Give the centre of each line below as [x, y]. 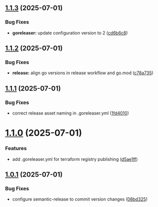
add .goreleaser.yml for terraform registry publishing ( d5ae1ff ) [75, 159]
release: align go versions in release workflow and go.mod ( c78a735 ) [83, 73]
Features [16, 148]
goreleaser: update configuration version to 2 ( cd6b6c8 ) [70, 33]
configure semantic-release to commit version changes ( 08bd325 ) [80, 199]
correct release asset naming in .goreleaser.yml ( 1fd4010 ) [71, 113]
